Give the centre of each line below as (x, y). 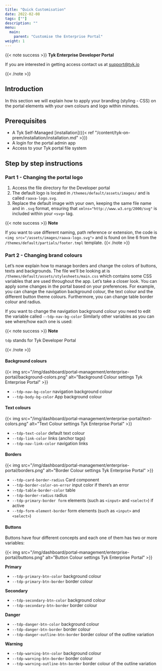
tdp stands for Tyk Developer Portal (40, 341)
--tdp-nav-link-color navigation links (50, 443)
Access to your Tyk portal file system (49, 148)
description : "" (21, 23)
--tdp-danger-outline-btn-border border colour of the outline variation (83, 635)
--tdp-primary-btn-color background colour (57, 576)
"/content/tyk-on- (113, 133)
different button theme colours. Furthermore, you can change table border (79, 297)
